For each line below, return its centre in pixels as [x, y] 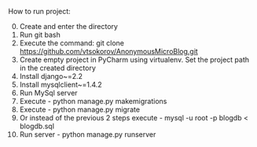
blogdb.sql [37, 126]
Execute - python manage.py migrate [79, 109]
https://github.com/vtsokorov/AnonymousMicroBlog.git [108, 51]
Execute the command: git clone [72, 43]
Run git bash [40, 35]
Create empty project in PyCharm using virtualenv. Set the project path [134, 59]
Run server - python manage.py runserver [88, 134]
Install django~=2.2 [51, 76]
